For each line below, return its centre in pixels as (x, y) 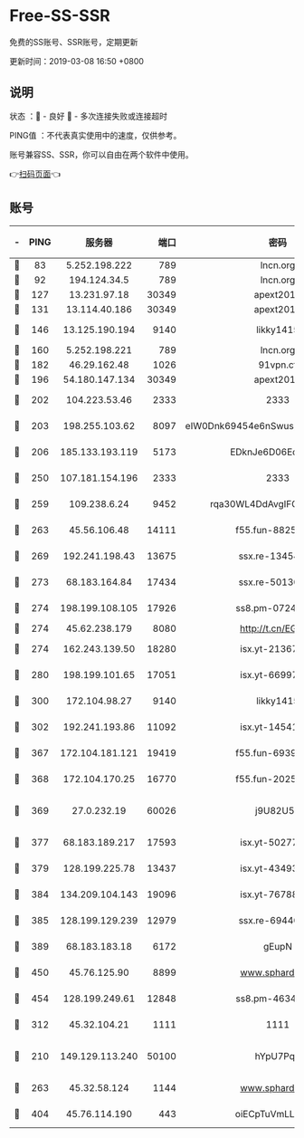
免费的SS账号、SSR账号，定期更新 (74, 42)
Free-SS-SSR (60, 16)
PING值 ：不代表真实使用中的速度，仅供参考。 (95, 135)
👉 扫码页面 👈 (35, 174)
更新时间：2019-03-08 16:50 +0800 (77, 61)
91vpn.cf (278, 365)
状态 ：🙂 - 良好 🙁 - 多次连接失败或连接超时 (88, 116)
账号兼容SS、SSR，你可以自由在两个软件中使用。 (101, 154)
